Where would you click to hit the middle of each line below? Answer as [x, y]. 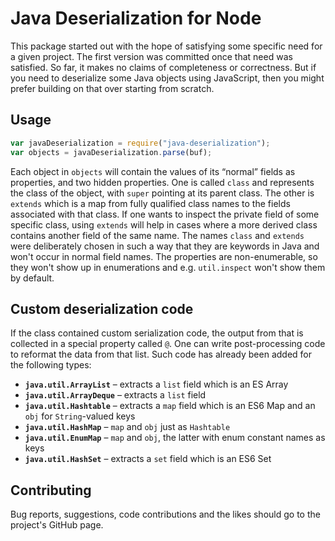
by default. [32, 278]
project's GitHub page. [57, 525]
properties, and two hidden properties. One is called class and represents [162, 182]
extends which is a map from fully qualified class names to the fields [150, 203]
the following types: [51, 365]
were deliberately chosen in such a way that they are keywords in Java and [165, 246]
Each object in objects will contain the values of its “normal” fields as [153, 171]
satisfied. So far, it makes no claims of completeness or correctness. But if [163, 67]
